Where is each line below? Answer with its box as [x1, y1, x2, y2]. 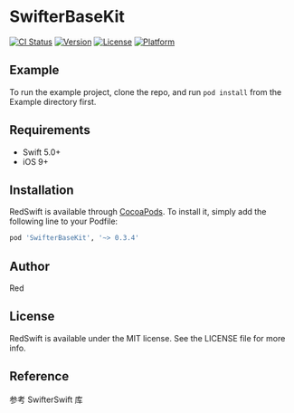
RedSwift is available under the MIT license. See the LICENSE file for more [9, 332, 286, 343]
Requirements [9, 122, 90, 138]
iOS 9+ [22, 156, 49, 167]
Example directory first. [9, 96, 97, 107]
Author [9, 258, 50, 274]
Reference [9, 369, 70, 384]
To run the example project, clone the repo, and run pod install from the [9, 86, 282, 97]
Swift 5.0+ [22, 147, 62, 158]
